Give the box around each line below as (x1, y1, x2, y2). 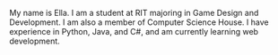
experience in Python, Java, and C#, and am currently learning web (9, 27, 258, 36)
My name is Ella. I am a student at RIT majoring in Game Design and (9, 8, 259, 18)
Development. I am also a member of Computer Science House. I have (9, 17, 269, 27)
